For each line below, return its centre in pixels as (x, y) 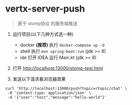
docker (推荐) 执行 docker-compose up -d (62, 45)
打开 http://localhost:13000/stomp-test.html (58, 68)
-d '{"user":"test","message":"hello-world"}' (57, 97)
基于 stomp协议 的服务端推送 (47, 23)
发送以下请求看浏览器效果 (39, 79)
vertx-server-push (45, 9)
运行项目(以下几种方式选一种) (43, 34)
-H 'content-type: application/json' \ (49, 93)
